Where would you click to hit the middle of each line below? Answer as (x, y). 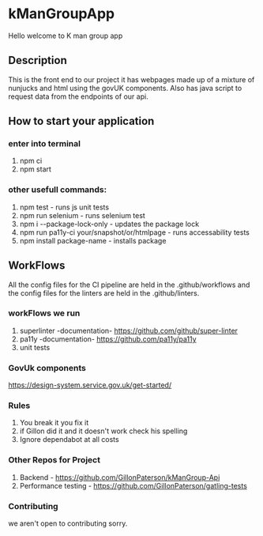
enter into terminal (45, 144)
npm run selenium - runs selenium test (83, 215)
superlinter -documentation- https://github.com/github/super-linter (129, 330)
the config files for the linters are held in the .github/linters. (104, 293)
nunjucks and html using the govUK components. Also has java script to (125, 88)
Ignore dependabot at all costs (70, 440)
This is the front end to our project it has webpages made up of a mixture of (131, 79)
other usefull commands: (58, 190)
